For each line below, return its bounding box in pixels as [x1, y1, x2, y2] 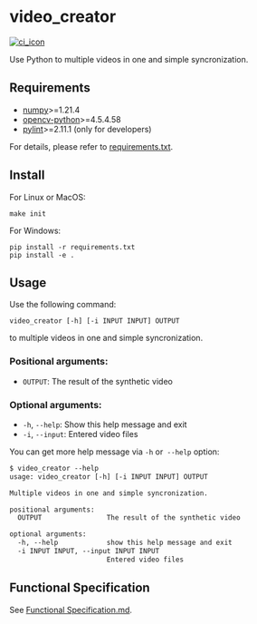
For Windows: [9, 225, 62, 236]
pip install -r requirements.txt [9, 242, 136, 251]
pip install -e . [9, 250, 75, 259]
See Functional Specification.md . [9, 604, 133, 615]
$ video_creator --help [9, 463, 100, 473]
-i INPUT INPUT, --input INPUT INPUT [17, 547, 160, 556]
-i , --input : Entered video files [22, 428, 138, 439]
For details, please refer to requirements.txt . [9, 141, 174, 151]
